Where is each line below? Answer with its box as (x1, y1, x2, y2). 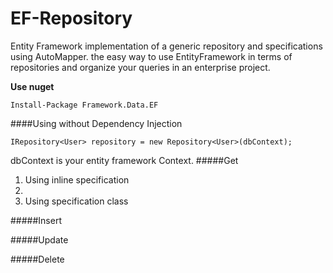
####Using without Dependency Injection (10, 117, 183, 129)
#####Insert (10, 214, 62, 226)
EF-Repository (10, 7, 133, 30)
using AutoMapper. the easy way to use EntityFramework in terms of (10, 50, 293, 62)
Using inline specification (24, 173, 130, 186)
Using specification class (24, 195, 129, 207)
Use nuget (10, 80, 55, 92)
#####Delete (10, 253, 65, 265)
